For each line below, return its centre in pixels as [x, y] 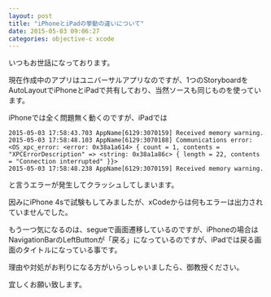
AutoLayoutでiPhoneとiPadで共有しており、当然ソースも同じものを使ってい [135, 90]
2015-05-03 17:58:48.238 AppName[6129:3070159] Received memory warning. [136, 169]
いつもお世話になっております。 [61, 63]
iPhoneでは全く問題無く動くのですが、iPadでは [88, 118]
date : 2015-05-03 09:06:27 [54, 31]
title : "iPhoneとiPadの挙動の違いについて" [76, 24]
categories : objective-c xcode [61, 39]
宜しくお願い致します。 [48, 285]
